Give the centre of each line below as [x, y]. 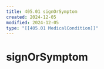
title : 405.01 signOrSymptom [42, 11]
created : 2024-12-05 [31, 17]
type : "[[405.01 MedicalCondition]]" [52, 28]
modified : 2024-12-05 [33, 22]
